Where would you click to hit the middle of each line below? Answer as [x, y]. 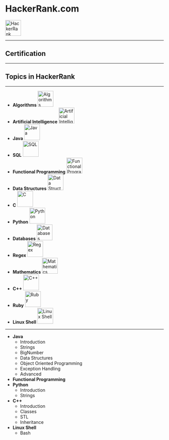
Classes [28, 411]
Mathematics [27, 272]
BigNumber [32, 352]
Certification [26, 54]
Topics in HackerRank [40, 77]
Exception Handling [40, 368]
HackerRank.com [42, 9]
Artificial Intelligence [35, 121]
